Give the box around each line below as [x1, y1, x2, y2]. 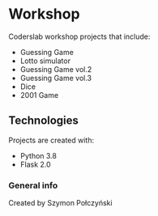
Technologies [8, 114, 79, 128]
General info [8, 180, 58, 191]
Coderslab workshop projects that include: [8, 32, 151, 41]
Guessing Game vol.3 [19, 73, 92, 83]
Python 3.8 [19, 150, 57, 160]
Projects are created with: [8, 135, 95, 145]
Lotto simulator [19, 56, 71, 66]
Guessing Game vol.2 [19, 64, 92, 74]
